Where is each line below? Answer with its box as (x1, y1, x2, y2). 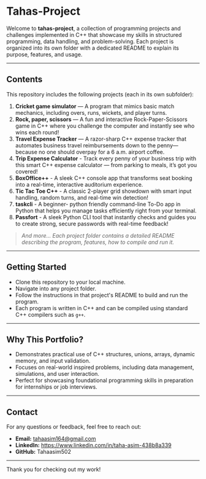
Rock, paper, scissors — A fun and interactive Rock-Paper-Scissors (15, 115, 188, 123)
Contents (6, 74, 43, 85)
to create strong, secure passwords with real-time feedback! (15, 220, 169, 227)
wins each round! (15, 128, 59, 136)
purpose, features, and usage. (6, 50, 83, 58)
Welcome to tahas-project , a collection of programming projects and (6, 25, 181, 32)
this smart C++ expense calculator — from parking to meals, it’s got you (15, 161, 197, 168)
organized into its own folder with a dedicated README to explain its (6, 44, 179, 52)
